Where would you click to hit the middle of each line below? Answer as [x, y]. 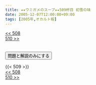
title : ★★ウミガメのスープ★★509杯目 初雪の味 [48, 10]
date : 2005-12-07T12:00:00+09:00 [40, 14]
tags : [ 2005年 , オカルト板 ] [31, 19]
